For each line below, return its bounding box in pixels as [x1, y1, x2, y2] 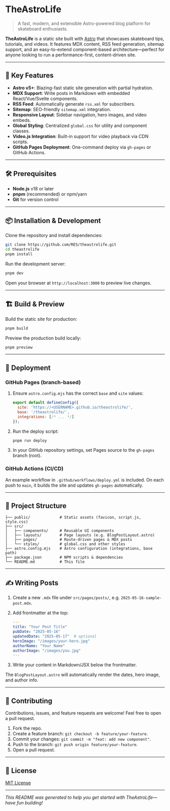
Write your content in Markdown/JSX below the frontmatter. [12, 662, 137, 668]
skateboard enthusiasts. [17, 25, 68, 31]
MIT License [5, 780, 31, 786]
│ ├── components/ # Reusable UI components [5, 528, 114, 533]
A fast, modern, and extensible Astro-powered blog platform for [17, 20, 151, 26]
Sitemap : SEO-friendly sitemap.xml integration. [12, 106, 111, 112]
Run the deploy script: [12, 428, 59, 434]
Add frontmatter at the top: [12, 610, 69, 616]
